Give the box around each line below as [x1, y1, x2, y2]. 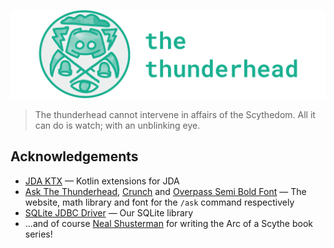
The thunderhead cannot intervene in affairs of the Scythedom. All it [34, 108, 316, 120]
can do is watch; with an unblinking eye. [34, 119, 201, 131]
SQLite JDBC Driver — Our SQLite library [24, 206, 194, 219]
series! [24, 228, 53, 240]
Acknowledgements [10, 148, 139, 165]
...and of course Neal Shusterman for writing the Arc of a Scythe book [24, 217, 313, 229]
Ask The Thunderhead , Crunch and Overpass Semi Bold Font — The [24, 185, 307, 197]
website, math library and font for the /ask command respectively [24, 196, 295, 208]
